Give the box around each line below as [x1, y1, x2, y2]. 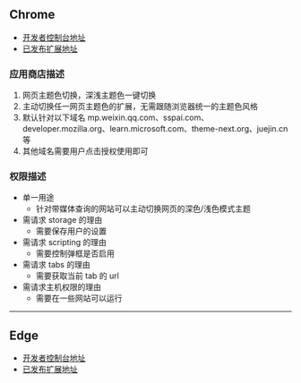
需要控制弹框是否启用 [35, 248, 115, 259]
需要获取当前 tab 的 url [35, 270, 119, 281]
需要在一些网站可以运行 [35, 293, 123, 303]
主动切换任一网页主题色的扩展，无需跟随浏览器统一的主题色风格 [21, 101, 258, 112]
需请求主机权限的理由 [21, 282, 101, 293]
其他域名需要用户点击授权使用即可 [21, 146, 149, 157]
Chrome [9, 7, 56, 22]
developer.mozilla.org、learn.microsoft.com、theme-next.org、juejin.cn [21, 123, 288, 134]
